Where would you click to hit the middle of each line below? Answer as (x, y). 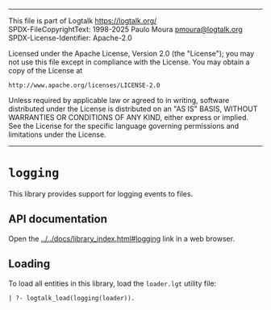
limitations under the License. (57, 134)
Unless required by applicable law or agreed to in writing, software (119, 100)
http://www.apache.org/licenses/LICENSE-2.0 (84, 85)
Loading (29, 264)
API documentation (58, 219)
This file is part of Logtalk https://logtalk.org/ (83, 21)
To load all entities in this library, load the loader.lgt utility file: (113, 283)
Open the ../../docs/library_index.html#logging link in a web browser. (122, 238)
